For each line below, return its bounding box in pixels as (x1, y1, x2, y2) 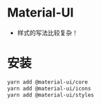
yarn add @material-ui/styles (7, 91, 95, 98)
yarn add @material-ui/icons (7, 85, 91, 92)
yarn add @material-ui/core (7, 78, 89, 86)
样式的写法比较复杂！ (17, 28, 78, 37)
